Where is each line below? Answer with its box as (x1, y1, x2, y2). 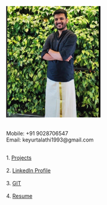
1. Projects (6, 154, 32, 161)
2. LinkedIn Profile (6, 167, 51, 174)
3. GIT (6, 180, 22, 186)
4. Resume (6, 192, 33, 200)
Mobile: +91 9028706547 (6, 130, 69, 137)
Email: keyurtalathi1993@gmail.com (6, 136, 94, 143)
